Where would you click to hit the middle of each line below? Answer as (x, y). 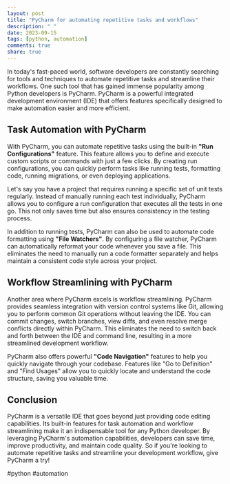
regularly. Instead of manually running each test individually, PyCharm (106, 196)
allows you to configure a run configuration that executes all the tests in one (115, 203)
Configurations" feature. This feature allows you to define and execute (108, 154)
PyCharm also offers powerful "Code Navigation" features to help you (107, 356)
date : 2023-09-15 (32, 33)
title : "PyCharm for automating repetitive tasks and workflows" (103, 20)
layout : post (26, 13)
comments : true (29, 45)
